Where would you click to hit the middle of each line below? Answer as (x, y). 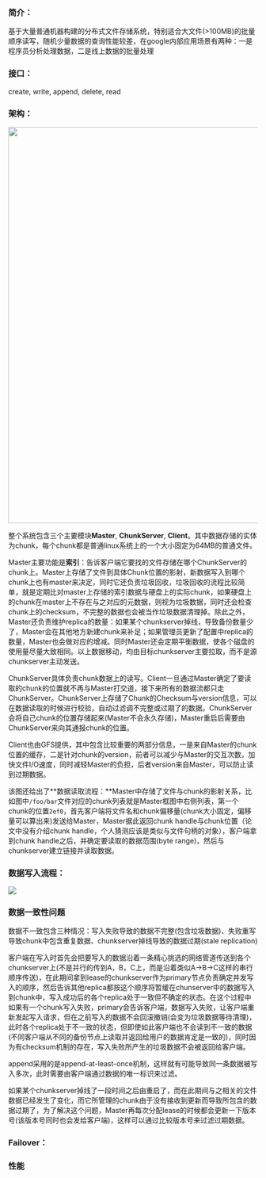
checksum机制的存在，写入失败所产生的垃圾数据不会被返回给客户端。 (136, 1047)
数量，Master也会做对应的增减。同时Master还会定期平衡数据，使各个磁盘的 (131, 641)
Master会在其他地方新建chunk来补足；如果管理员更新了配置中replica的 (137, 631)
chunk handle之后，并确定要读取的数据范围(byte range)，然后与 (120, 840)
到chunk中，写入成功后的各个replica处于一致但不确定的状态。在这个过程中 (130, 997)
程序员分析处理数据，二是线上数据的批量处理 (81, 51)
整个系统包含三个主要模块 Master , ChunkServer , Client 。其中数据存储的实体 (133, 535)
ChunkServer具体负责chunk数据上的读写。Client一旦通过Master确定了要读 (130, 678)
